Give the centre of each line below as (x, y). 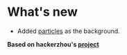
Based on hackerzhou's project (53, 44)
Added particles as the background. (68, 31)
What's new (43, 12)
